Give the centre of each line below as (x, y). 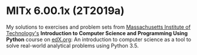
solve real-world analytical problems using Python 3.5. (72, 46)
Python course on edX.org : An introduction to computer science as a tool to (98, 39)
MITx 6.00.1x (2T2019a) (65, 11)
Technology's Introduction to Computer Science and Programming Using (97, 33)
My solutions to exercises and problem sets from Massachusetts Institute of (98, 27)
